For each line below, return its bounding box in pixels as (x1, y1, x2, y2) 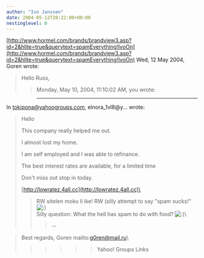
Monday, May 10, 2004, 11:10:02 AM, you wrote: (36, 86, 156, 93)
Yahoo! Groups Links (97, 246, 149, 253)
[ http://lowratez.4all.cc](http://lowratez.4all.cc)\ (21, 186, 141, 193)
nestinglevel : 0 (6, 20, 47, 26)
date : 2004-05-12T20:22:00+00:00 (6, 15, 91, 21)
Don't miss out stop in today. (21, 174, 93, 182)
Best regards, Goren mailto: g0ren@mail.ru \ (21, 234, 129, 242)
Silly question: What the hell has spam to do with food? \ (36, 211, 187, 218)
